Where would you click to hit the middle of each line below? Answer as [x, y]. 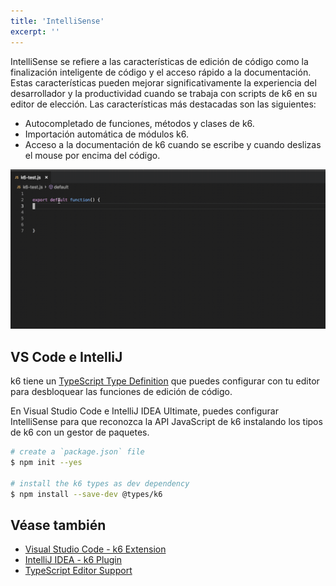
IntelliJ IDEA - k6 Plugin [73, 560]
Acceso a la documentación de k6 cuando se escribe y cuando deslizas [173, 144]
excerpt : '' [35, 31]
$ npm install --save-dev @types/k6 [86, 494]
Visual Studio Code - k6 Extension [95, 549]
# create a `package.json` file [77, 452]
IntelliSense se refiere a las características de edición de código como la [159, 61]
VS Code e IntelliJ [66, 356]
